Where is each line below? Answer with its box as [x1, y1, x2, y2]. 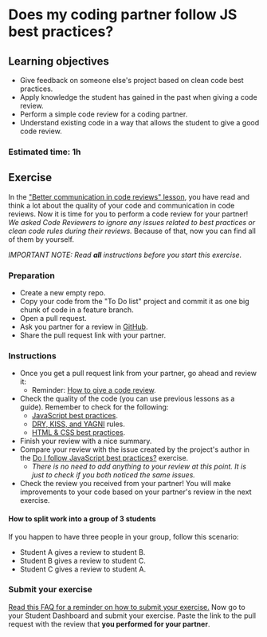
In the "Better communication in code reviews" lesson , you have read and [8, 192, 249, 201]
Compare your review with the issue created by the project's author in [19, 445, 249, 454]
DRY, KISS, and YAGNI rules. [31, 419, 125, 429]
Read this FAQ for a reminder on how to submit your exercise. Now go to [8, 602, 245, 611]
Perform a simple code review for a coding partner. [19, 109, 188, 119]
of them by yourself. [8, 234, 74, 244]
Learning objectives [8, 54, 110, 68]
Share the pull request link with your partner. [19, 330, 166, 340]
